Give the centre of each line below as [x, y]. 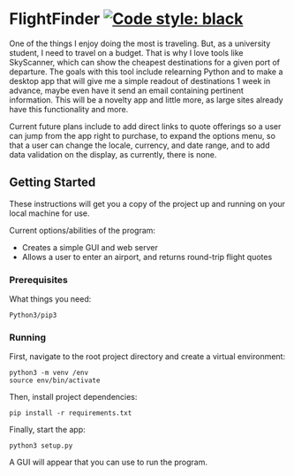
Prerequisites [38, 280]
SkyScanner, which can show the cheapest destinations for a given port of [145, 62]
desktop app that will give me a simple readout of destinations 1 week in [140, 81]
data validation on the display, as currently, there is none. [113, 154]
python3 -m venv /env [49, 373]
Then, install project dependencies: [73, 397]
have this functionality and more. [69, 109]
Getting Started [53, 183]
